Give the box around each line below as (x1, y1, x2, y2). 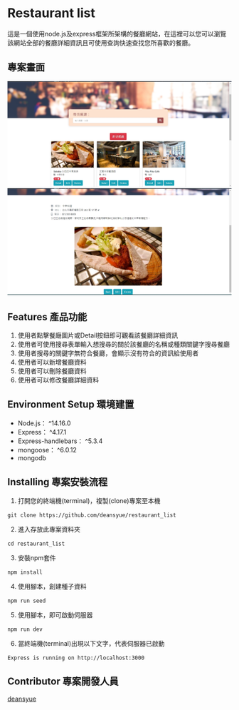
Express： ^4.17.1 (17, 427, 67, 436)
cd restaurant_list (7, 540, 65, 547)
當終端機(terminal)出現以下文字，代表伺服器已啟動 (17, 639, 165, 647)
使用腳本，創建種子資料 (17, 582, 87, 590)
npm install (7, 569, 43, 576)
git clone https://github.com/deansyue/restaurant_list (7, 512, 176, 519)
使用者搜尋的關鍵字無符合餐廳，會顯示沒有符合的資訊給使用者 (17, 348, 199, 357)
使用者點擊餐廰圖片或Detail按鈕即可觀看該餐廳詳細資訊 (17, 330, 179, 340)
